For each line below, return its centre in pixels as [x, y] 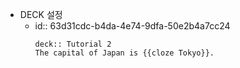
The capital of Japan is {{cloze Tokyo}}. [124, 53]
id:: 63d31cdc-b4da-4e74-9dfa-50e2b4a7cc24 [132, 26]
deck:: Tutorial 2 [73, 44]
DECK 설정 [41, 14]
